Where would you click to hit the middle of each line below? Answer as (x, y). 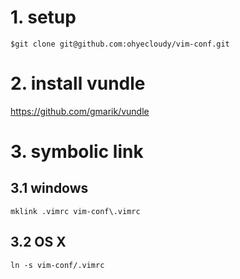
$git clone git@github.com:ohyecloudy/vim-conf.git (120, 44)
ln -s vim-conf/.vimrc (57, 265)
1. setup (43, 17)
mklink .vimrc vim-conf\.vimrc (75, 211)
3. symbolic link (77, 152)
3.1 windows (49, 188)
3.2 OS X (38, 242)
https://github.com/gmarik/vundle (80, 111)
